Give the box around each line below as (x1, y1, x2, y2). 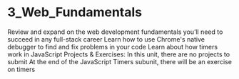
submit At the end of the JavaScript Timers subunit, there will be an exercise (7, 57, 232, 66)
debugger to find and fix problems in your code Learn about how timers (7, 42, 218, 51)
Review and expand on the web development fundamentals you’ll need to (7, 28, 223, 36)
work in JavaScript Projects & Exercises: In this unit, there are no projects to (7, 50, 230, 59)
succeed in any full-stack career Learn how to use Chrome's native (7, 35, 205, 43)
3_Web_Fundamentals (7, 4, 143, 20)
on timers (7, 65, 36, 73)
